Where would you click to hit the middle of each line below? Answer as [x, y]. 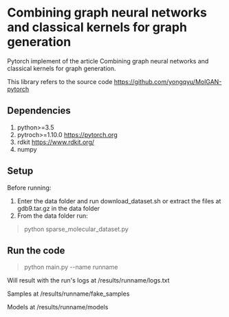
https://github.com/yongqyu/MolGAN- [168, 81]
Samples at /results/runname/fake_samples [68, 294]
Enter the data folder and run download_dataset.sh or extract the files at [119, 201]
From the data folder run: [52, 216]
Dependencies [39, 111]
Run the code [36, 250]
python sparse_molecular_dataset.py [76, 229]
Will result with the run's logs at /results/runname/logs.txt [88, 280]
